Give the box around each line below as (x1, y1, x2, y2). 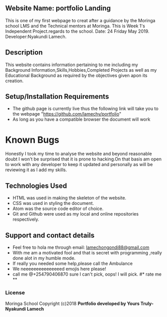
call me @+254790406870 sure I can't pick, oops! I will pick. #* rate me (12, 271, 162, 277)
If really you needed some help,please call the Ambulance (12, 260, 133, 267)
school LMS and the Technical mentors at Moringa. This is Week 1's (5, 23, 145, 29)
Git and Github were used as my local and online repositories (12, 211, 139, 217)
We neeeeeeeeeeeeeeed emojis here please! (12, 266, 107, 272)
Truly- (140, 300, 154, 307)
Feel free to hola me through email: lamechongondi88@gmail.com (12, 244, 149, 250)
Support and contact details (5, 231, 95, 239)
